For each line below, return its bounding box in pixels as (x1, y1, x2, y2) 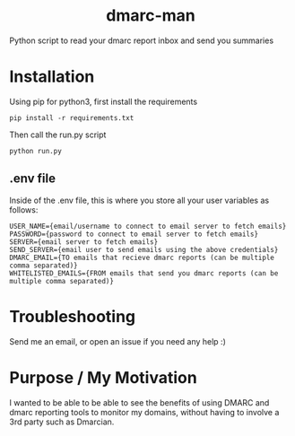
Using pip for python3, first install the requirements (9, 96, 198, 107)
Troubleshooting (9, 306, 136, 327)
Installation (9, 66, 95, 87)
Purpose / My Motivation (9, 367, 197, 388)
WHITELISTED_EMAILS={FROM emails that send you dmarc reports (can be (9, 268, 279, 278)
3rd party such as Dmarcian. (9, 416, 115, 427)
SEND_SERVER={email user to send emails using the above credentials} (9, 245, 279, 254)
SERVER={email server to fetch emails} (9, 237, 159, 247)
